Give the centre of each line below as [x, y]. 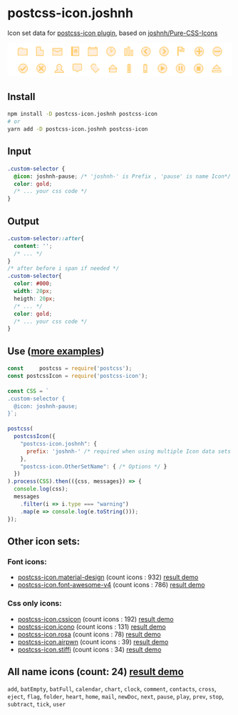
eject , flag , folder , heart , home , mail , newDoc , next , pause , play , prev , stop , [116, 696]
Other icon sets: [44, 541]
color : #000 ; [33, 284]
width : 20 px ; [33, 291]
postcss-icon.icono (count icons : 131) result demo [92, 626]
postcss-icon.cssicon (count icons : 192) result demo [95, 619]
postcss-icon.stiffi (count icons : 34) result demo [89, 649]
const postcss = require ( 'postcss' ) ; [70, 369]
